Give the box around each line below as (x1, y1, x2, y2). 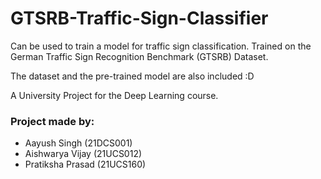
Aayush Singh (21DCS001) (24, 137, 133, 149)
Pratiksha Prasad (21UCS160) (24, 158, 147, 171)
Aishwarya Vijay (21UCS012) (24, 148, 143, 160)
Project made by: (10, 114, 95, 128)
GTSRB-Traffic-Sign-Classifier (10, 7, 269, 30)
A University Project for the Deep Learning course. (10, 89, 219, 101)
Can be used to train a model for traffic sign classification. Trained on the (10, 40, 312, 52)
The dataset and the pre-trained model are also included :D (10, 70, 255, 82)
